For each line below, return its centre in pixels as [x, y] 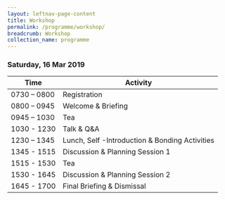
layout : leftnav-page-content [52, 14]
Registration [82, 94]
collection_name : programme [49, 40]
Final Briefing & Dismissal [104, 186]
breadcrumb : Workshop [39, 33]
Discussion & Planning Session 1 [116, 152]
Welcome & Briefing [95, 106]
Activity [139, 83]
